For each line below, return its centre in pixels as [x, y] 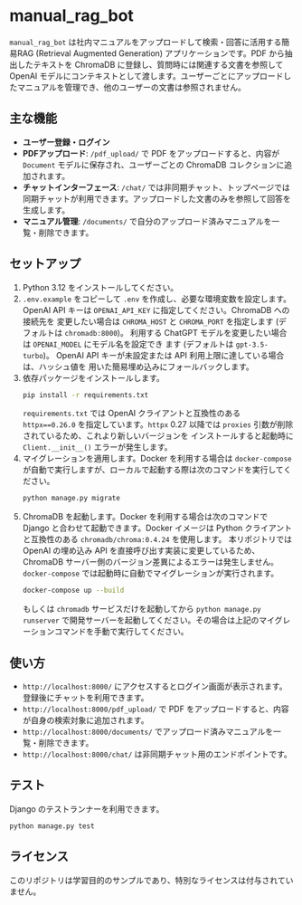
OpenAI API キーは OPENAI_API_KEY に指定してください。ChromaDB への [156, 310]
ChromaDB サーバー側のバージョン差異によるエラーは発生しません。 [150, 562]
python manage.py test [52, 826]
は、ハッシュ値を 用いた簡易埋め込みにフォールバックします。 [138, 367]
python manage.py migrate [71, 499]
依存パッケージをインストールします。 [93, 377]
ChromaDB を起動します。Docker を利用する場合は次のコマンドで [145, 517]
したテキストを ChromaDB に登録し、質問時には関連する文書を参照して [150, 64]
